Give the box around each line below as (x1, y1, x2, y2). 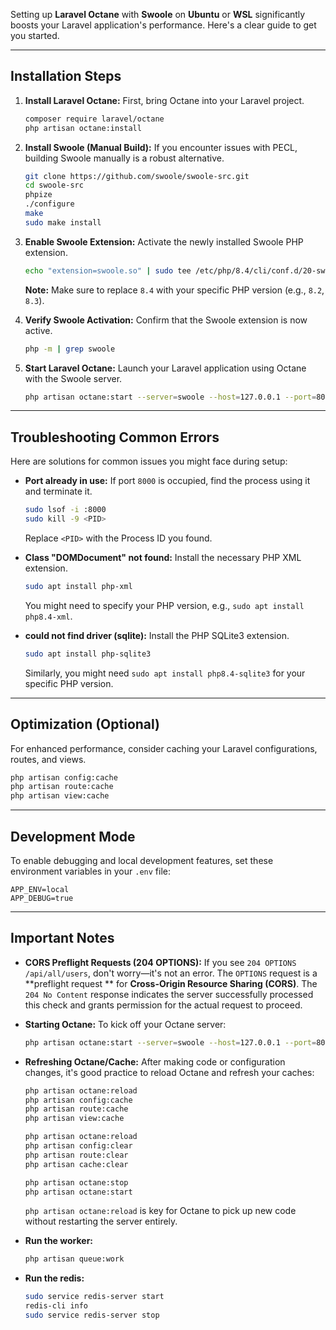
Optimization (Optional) (10, 716, 161, 733)
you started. (10, 30, 60, 41)
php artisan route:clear (24, 1150, 129, 1160)
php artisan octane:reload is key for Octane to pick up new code (24, 1205, 297, 1217)
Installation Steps (10, 68, 122, 85)
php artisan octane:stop (24, 1177, 129, 1188)
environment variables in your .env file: (10, 865, 172, 877)
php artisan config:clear (24, 1141, 133, 1151)
